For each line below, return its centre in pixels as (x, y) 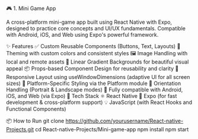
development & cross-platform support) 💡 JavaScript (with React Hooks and (99, 102)
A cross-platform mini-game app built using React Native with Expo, (89, 22)
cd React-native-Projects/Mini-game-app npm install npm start (112, 129)
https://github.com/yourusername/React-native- (124, 121)
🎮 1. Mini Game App (31, 8)
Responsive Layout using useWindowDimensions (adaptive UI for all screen (98, 77)
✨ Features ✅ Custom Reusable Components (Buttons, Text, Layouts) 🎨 (93, 46)
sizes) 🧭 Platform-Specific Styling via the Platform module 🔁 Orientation (94, 83)
